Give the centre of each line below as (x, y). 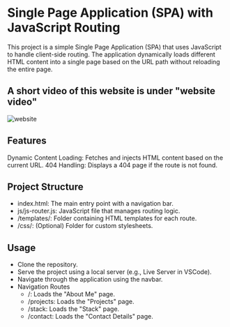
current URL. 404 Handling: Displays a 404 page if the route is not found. (113, 165)
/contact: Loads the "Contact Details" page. (90, 317)
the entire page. (30, 69)
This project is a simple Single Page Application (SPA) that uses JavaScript (114, 47)
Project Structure (45, 187)
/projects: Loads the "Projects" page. (81, 302)
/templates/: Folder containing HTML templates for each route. (107, 218)
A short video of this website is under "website (112, 91)
